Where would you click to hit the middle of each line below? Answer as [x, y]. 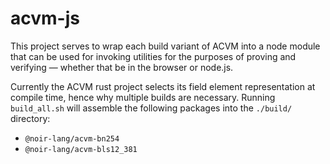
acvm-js [45, 18]
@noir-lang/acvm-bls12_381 [81, 149]
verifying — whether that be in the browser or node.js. [122, 67]
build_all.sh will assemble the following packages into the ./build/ [151, 108]
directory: [30, 118]
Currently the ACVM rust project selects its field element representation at [163, 86]
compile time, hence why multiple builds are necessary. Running [143, 97]
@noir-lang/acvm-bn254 [72, 138]
